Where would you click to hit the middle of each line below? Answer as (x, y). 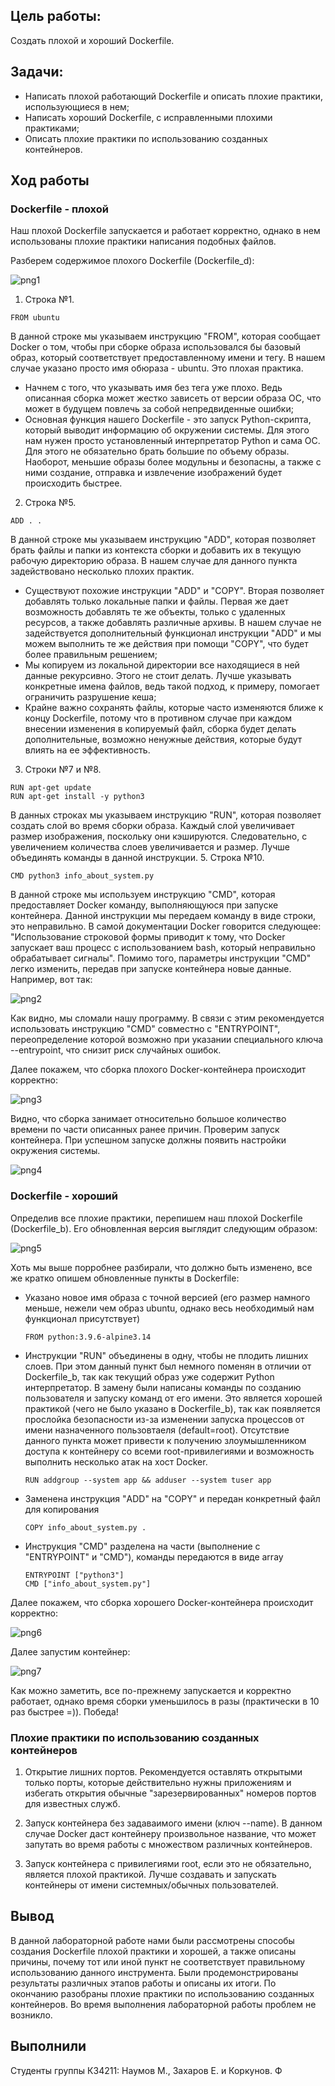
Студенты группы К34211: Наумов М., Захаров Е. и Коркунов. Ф (146, 2070)
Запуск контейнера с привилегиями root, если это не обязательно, (168, 1863)
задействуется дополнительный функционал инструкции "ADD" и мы (173, 633)
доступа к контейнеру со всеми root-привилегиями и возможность (169, 1451)
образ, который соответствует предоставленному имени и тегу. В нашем (168, 358)
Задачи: (37, 72)
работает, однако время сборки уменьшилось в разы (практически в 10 (165, 1701)
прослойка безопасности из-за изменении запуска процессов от (164, 1419)
